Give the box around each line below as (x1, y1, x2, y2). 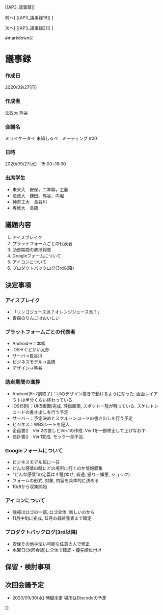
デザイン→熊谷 (12, 365, 43, 371)
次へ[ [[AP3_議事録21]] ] (5, 25, 54, 31)
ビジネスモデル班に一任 (12, 459, 60, 465)
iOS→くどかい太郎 (12, 347, 50, 353)
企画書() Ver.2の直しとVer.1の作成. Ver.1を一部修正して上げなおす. (12, 427, 147, 433)
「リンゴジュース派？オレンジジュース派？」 (12, 309, 102, 315)
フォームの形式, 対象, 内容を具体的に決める (12, 478, 99, 484)
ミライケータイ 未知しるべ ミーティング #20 (5, 135, 97, 141)
